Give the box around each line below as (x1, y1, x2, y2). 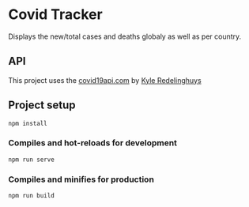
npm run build (8, 192, 55, 200)
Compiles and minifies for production (8, 174, 154, 185)
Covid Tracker (8, 6, 103, 24)
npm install (8, 119, 47, 127)
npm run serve (8, 156, 55, 164)
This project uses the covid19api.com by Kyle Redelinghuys (8, 75, 202, 85)
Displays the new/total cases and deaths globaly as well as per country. (8, 32, 242, 41)
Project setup (8, 99, 77, 112)
